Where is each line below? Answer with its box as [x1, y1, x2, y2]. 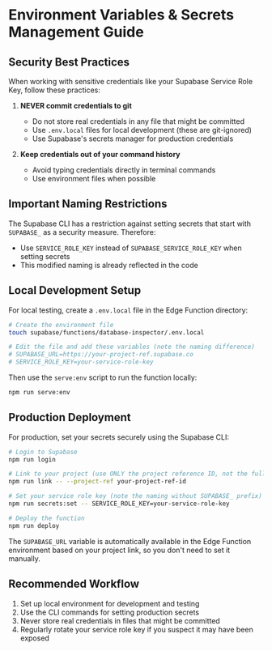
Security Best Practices [8, 55, 130, 69]
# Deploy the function [8, 514, 85, 522]
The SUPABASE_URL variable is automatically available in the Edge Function [8, 536, 252, 546]
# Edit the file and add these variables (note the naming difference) [8, 343, 255, 351]
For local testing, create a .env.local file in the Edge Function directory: [8, 305, 249, 315]
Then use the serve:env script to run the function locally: [8, 372, 198, 382]
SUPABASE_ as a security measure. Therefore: [8, 227, 156, 236]
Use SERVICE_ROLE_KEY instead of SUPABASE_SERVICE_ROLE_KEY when [19, 243, 242, 253]
